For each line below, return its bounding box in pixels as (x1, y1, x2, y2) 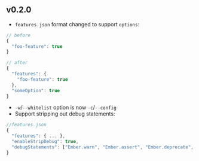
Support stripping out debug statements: (14, 110, 115, 117)
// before (6, 32, 31, 38)
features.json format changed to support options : (14, 20, 139, 28)
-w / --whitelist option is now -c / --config (14, 104, 117, 111)
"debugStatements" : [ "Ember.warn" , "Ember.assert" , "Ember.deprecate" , (11, 144, 194, 150)
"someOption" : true (11, 87, 60, 93)
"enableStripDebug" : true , (11, 139, 79, 145)
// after (6, 60, 28, 66)
